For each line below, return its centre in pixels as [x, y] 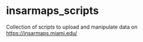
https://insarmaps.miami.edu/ [42, 33]
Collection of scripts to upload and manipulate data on [72, 27]
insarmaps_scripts [52, 11]
